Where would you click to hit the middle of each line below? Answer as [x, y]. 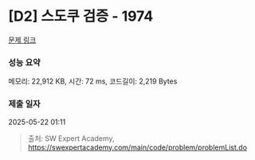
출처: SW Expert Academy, [71, 138]
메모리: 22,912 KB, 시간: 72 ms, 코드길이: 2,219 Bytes [93, 81]
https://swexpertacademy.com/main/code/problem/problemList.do [137, 147]
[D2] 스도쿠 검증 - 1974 [81, 16]
